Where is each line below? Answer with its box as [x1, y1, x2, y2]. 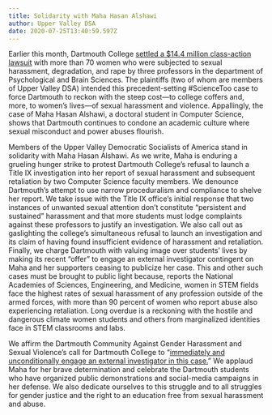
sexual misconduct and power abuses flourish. [8, 126, 164, 136]
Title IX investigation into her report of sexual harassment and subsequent [8, 168, 256, 178]
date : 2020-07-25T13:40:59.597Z [8, 27, 117, 35]
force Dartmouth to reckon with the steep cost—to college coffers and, [8, 92, 244, 102]
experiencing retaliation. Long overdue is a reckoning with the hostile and [8, 306, 253, 316]
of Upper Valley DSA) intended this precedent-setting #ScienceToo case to [8, 83, 259, 93]
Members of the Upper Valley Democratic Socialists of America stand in [8, 143, 249, 152]
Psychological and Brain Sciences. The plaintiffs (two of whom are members [8, 75, 263, 85]
